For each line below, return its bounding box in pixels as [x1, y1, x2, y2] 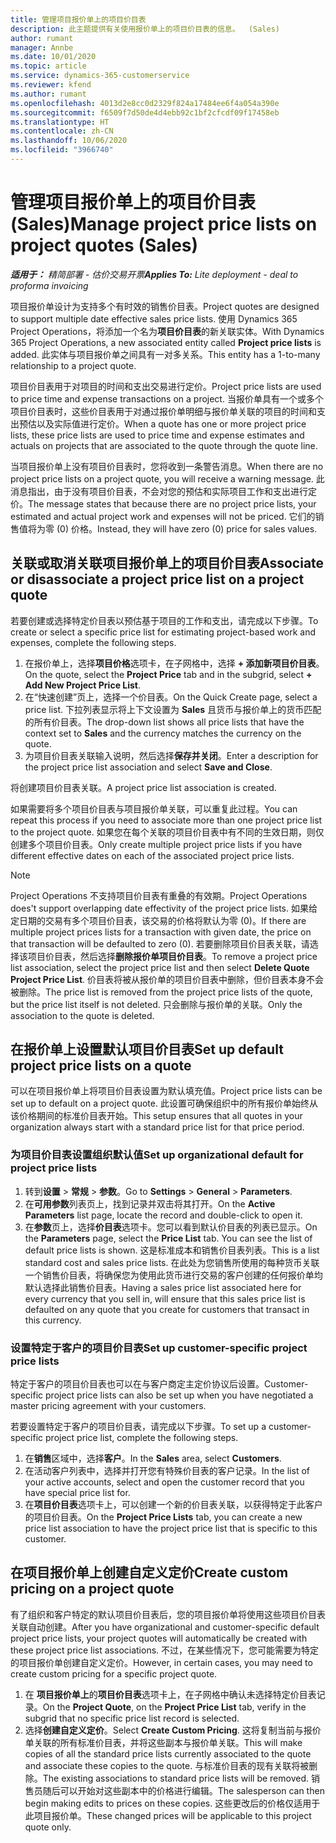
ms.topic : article [10, 61, 87, 71]
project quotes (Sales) [10, 234, 199, 257]
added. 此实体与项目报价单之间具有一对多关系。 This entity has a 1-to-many [10, 348, 321, 360]
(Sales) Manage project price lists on [10, 213, 318, 236]
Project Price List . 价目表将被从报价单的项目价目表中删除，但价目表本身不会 [10, 973, 325, 985]
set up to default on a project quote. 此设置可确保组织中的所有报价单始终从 [10, 1097, 318, 1110]
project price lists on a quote [10, 1057, 192, 1075]
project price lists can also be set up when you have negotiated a [45, 1389, 314, 1401]
